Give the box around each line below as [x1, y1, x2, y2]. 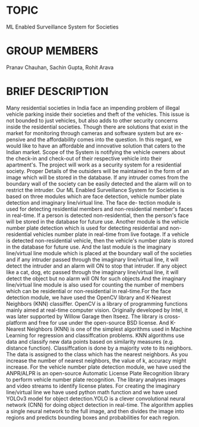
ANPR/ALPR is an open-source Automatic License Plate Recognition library [6, 369, 189, 376]
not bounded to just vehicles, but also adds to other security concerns [6, 117, 178, 124]
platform [6, 319, 27, 326]
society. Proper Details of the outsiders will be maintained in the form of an [6, 167, 189, 174]
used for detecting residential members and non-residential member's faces [6, 205, 193, 212]
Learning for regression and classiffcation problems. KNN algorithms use [6, 331, 185, 339]
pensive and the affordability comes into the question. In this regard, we [6, 136, 182, 143]
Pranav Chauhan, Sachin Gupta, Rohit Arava [6, 64, 114, 71]
